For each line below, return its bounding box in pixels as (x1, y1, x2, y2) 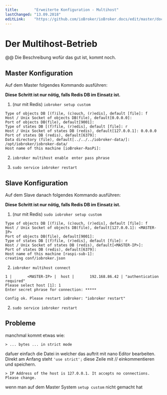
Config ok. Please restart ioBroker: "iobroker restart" (5, 296, 126, 301)
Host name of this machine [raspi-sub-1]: (5, 251, 94, 257)
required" (5, 278, 26, 283)
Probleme (5, 319, 36, 328)
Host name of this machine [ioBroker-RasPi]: (5, 146, 101, 151)
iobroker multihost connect (12, 265, 71, 270)
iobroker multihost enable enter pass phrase (12, 155, 110, 161)
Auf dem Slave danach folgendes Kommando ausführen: (5, 192, 121, 198)
